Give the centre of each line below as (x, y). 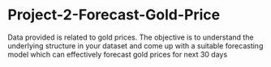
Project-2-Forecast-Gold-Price (114, 15)
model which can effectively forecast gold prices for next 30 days (118, 54)
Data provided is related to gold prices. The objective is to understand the (131, 37)
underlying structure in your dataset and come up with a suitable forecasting (135, 45)
